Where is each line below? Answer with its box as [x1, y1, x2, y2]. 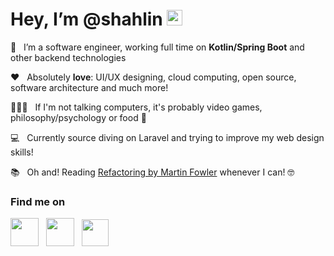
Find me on [10, 194, 66, 208]
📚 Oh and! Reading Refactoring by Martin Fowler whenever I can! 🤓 [10, 166, 295, 178]
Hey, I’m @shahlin [10, 8, 163, 31]
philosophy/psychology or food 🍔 [10, 111, 147, 123]
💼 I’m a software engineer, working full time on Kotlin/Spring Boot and [10, 41, 305, 53]
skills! [10, 146, 34, 158]
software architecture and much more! [10, 81, 169, 93]
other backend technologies [10, 51, 127, 63]
